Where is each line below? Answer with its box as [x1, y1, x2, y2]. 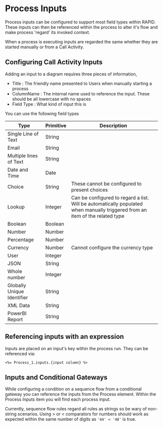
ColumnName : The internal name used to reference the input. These [12, 91, 150, 96]
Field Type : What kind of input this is [12, 101, 86, 107]
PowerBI [7, 310, 27, 316]
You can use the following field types [5, 111, 79, 116]
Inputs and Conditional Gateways [5, 373, 108, 381]
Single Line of [7, 130, 39, 137]
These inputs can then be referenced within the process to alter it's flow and [5, 24, 158, 30]
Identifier [7, 294, 28, 301]
